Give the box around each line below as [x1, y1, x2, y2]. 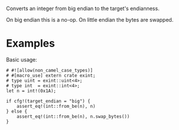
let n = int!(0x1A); [6, 88, 57, 94]
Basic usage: [6, 56, 38, 63]
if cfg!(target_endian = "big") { [6, 98, 91, 104]
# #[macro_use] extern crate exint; [6, 73, 96, 78]
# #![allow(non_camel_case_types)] [6, 67, 93, 73]
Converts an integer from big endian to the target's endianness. [6, 5, 160, 12]
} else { [6, 108, 28, 114]
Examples [6, 37, 55, 50]
